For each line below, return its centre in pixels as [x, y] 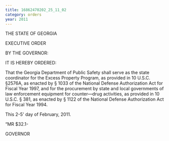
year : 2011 [17, 19]
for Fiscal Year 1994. [26, 105]
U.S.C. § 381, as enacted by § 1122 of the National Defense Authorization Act [84, 99]
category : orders [23, 15]
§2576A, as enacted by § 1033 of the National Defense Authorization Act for [84, 83]
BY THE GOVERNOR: [27, 53]
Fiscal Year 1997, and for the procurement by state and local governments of [84, 89]
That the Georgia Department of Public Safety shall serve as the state [77, 73]
